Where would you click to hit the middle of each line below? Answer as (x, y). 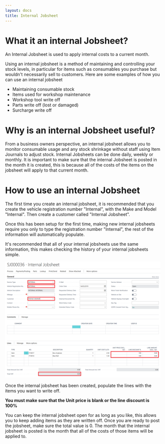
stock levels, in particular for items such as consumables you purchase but (81, 69)
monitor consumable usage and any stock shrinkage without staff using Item (83, 149)
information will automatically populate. (45, 234)
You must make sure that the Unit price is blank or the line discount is (77, 400)
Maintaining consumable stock (43, 89)
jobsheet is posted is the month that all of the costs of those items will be (79, 431)
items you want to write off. (33, 391)
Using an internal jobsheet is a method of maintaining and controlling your (80, 64)
